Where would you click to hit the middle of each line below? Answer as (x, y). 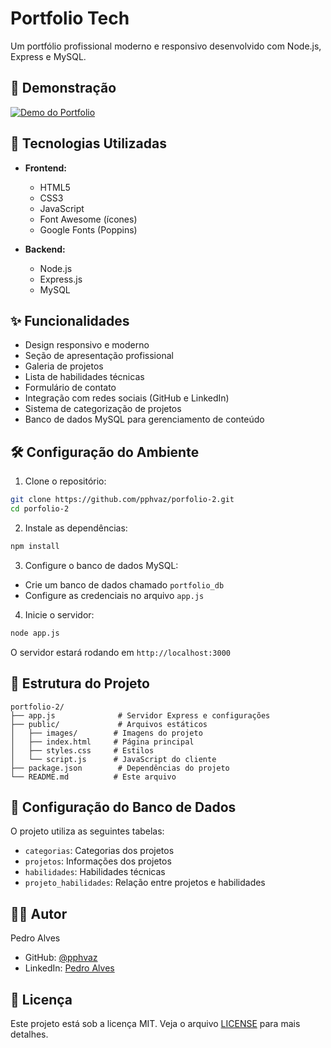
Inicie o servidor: (59, 614)
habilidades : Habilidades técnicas (95, 872)
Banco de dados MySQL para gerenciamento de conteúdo (144, 419)
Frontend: (45, 168)
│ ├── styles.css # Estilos (82, 750)
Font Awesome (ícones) (88, 219)
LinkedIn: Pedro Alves (69, 968)
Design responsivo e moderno (87, 345)
